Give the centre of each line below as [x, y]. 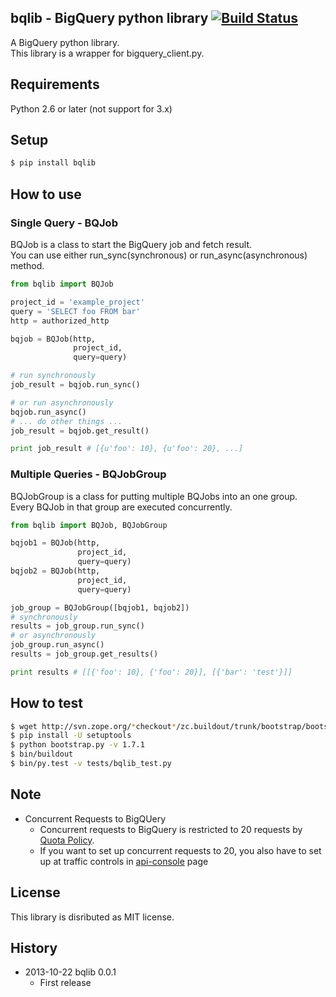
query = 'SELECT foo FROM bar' [75, 311]
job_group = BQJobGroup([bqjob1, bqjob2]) [100, 607]
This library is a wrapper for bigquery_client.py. [107, 53]
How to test [46, 703]
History [34, 948]
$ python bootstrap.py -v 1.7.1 [77, 745]
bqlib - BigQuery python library [109, 18]
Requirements [55, 84]
